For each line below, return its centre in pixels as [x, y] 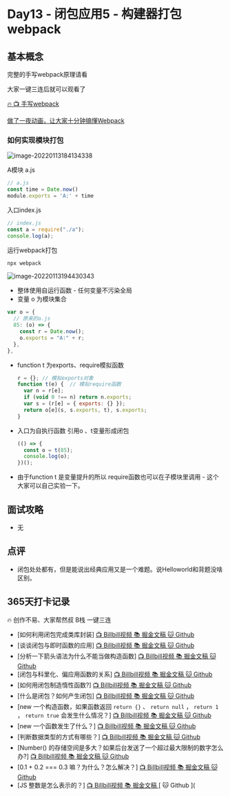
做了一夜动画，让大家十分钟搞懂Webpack [66, 121]
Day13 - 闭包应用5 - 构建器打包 [95, 14]
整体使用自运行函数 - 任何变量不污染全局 [75, 290]
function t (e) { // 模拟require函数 [69, 384]
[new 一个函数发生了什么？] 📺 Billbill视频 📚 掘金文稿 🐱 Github [106, 726]
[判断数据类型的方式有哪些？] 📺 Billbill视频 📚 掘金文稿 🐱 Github [109, 737]
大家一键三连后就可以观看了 [46, 89]
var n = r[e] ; [44, 391]
